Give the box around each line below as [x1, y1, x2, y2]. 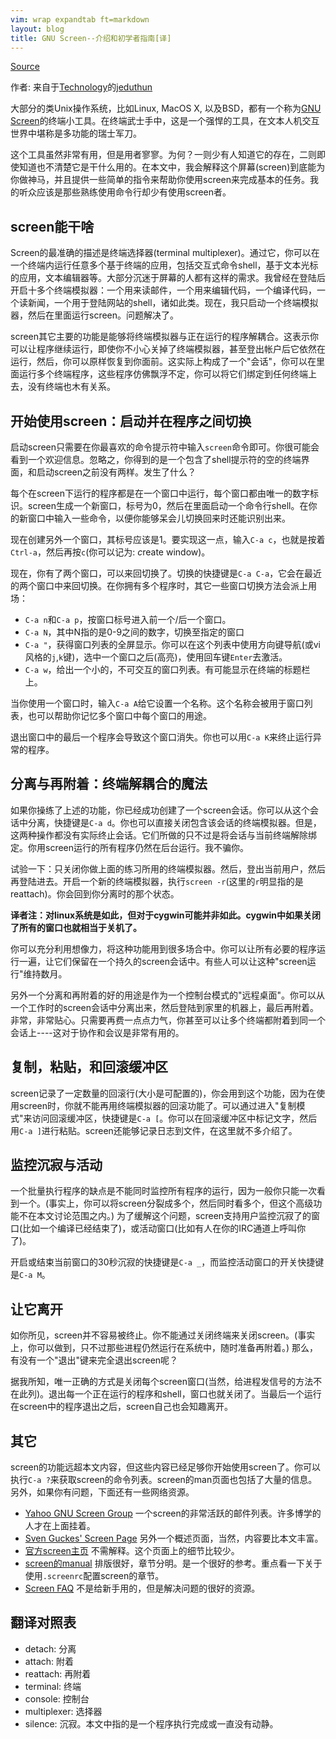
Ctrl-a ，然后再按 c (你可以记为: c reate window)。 [10, 546, 211, 558]
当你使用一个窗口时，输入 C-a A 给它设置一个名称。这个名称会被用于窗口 [10, 697, 305, 709]
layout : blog [10, 24, 65, 34]
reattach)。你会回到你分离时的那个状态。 [10, 887, 180, 900]
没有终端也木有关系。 [27, 381, 116, 393]
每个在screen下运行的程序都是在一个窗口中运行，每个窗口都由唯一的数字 [10, 487, 311, 499]
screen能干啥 [10, 218, 95, 235]
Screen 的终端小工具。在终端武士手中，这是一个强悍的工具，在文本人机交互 [10, 115, 320, 127]
